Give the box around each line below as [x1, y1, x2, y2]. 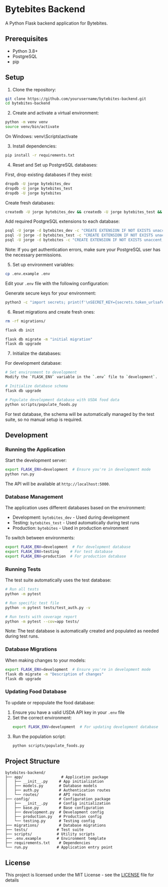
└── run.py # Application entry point [5, 845, 113, 850]
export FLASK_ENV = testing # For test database [5, 549, 113, 554]
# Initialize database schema [5, 384, 68, 389]
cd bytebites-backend [5, 101, 50, 106]
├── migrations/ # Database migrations [5, 823, 106, 828]
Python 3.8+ [12, 48, 38, 54]
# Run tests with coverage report [5, 614, 77, 619]
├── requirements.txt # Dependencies [5, 840, 91, 846]
